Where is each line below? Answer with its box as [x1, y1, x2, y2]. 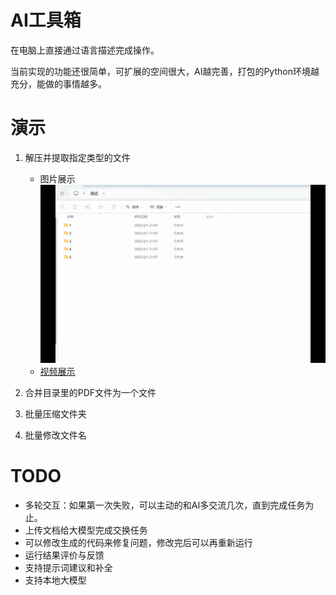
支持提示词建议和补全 [24, 562, 113, 574]
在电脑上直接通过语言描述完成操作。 [10, 44, 160, 56]
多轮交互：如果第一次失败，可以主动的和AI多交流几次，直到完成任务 [24, 499, 306, 511]
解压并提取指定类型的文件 [24, 151, 131, 163]
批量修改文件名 [24, 429, 87, 441]
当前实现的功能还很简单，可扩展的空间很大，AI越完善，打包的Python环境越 [10, 65, 320, 77]
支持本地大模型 [24, 574, 87, 586]
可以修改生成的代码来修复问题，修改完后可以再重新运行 [24, 537, 253, 549]
